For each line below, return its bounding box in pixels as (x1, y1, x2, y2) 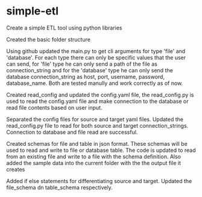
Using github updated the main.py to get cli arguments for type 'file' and (6, 47, 186, 55)
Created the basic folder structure (6, 36, 90, 43)
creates (6, 166, 25, 173)
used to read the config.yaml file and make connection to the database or (6, 98, 189, 105)
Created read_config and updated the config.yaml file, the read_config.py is (6, 91, 194, 98)
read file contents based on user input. (6, 104, 103, 111)
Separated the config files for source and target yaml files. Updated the (6, 116, 184, 123)
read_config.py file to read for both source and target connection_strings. (6, 122, 189, 129)
